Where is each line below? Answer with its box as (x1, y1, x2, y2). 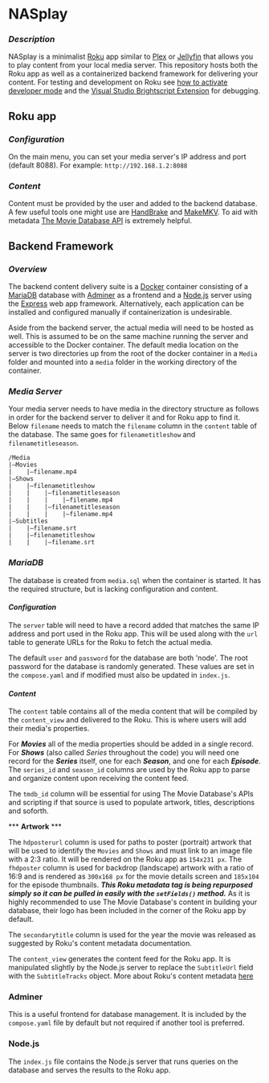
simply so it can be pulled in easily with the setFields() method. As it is (8, 889, 251, 899)
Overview (8, 263, 47, 275)
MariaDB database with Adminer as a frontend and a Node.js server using (8, 291, 252, 300)
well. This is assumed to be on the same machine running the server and (8, 332, 249, 341)
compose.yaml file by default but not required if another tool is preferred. (8, 1018, 245, 1027)
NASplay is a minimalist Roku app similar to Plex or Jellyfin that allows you (8, 52, 254, 61)
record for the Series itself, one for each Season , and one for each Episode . (8, 756, 261, 766)
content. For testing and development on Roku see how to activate (8, 77, 228, 87)
